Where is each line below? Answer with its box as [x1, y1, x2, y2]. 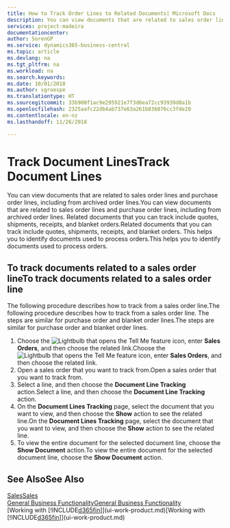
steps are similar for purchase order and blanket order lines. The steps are [7, 316, 214, 324]
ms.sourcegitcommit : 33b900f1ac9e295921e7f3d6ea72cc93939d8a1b [7, 99, 192, 106]
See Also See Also [7, 473, 84, 485]
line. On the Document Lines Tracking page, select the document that [16, 417, 214, 425]
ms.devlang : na [7, 55, 51, 62]
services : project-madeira [7, 23, 84, 29]
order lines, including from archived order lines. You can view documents [7, 198, 212, 206]
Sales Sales [7, 492, 38, 500]
